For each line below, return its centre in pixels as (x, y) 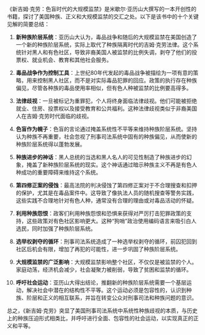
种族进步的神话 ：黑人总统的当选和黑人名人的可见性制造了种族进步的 (101, 157)
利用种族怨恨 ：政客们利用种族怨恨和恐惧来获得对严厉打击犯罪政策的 (101, 213)
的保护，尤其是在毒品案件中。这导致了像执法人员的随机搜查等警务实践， (106, 193)
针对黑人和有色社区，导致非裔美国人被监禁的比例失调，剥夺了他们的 (106, 52)
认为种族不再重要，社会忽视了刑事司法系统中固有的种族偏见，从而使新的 (106, 136)
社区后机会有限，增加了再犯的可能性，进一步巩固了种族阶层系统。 (98, 249)
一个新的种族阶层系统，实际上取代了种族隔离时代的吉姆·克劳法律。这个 (104, 45)
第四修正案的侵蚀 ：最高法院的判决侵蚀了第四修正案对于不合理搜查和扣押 (106, 185)
